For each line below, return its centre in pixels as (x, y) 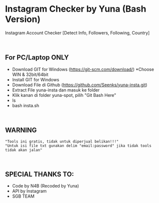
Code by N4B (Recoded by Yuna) (46, 186)
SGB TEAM (23, 196)
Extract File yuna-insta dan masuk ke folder (56, 90)
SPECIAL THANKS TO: (40, 174)
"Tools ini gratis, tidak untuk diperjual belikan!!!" (62, 141)
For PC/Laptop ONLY (37, 58)
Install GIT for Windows (36, 79)
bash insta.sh (26, 105)
